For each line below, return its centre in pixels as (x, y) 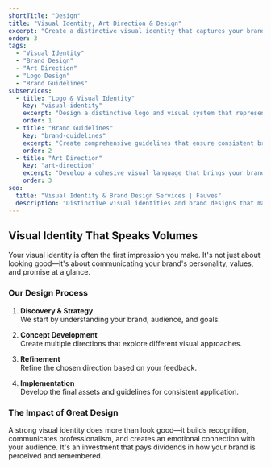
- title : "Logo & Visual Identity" (75, 98)
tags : (17, 46)
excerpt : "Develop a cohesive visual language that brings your (133, 173)
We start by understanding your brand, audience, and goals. (120, 319)
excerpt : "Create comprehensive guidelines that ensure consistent (138, 143)
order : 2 (38, 151)
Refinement (40, 358)
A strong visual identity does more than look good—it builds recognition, (128, 430)
